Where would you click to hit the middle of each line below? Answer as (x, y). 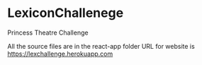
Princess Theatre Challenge (48, 32)
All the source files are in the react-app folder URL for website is (101, 46)
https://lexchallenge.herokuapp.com (60, 54)
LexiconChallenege (66, 13)
